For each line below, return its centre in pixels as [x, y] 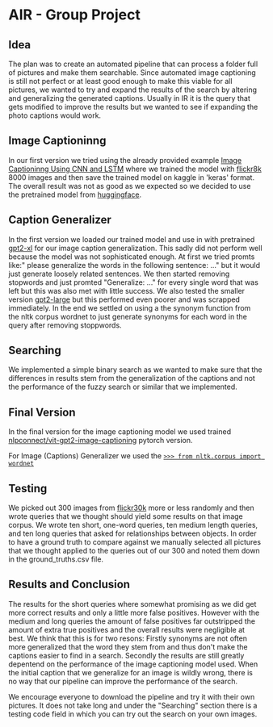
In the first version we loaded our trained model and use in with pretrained [132, 239]
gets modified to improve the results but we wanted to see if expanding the [133, 107]
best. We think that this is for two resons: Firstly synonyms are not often [128, 638]
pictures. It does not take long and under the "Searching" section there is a [133, 705]
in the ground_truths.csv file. [56, 559]
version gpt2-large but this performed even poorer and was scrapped [124, 299]
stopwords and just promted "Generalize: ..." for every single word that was [133, 282]
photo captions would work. [55, 115]
